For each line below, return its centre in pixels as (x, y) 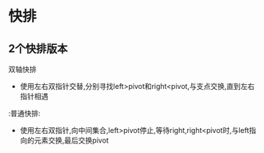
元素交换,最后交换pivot (72, 140)
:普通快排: (25, 113)
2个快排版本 (38, 48)
